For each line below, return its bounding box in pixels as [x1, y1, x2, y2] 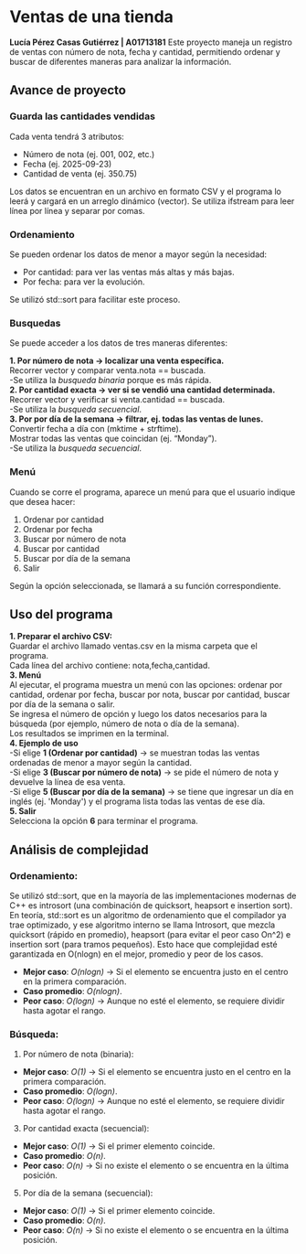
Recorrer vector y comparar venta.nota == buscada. [9, 365, 206, 376]
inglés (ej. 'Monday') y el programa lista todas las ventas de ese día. [9, 796, 266, 807]
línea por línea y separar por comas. [9, 205, 145, 216]
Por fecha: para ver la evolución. [22, 276, 145, 287]
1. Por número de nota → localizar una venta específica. [9, 355, 225, 367]
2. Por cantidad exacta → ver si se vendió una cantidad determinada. [9, 384, 276, 395]
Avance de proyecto [9, 82, 126, 98]
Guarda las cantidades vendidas [9, 110, 155, 123]
